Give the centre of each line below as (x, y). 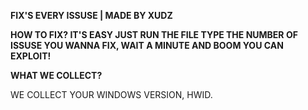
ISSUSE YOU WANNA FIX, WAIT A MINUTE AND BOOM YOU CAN (147, 45)
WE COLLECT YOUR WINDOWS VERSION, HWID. (111, 94)
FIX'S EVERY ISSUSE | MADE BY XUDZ (91, 15)
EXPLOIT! (31, 56)
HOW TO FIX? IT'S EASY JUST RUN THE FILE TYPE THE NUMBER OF (154, 34)
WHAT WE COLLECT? (56, 75)
